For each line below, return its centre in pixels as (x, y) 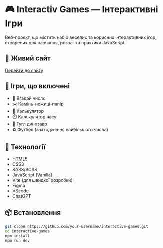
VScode (20, 191)
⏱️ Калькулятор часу (34, 116)
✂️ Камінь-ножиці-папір (38, 104)
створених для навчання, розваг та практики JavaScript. (65, 42)
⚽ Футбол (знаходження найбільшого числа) (60, 129)
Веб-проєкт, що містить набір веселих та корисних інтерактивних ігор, (81, 37)
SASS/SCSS (25, 170)
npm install (17, 236)
